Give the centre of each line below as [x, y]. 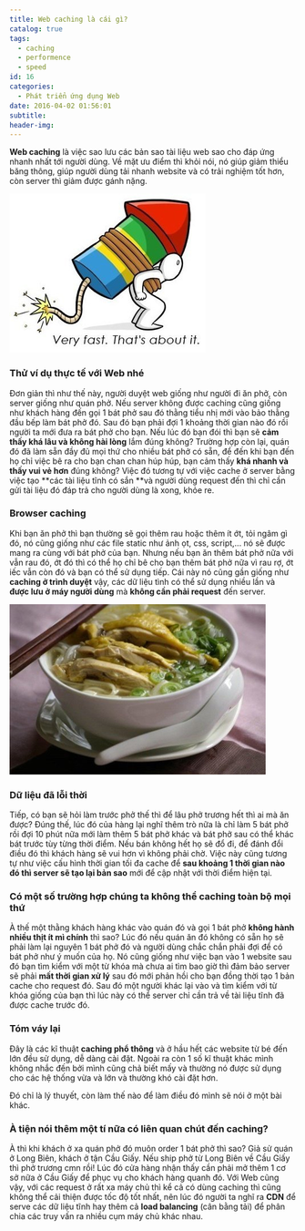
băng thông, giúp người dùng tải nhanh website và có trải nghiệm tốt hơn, [147, 171]
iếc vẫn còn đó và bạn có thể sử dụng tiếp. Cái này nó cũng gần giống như [149, 572]
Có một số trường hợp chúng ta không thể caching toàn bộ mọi [150, 897]
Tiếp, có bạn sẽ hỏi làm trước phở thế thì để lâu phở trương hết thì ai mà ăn [149, 815]
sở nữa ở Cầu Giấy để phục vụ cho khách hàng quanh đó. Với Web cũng [144, 1178]
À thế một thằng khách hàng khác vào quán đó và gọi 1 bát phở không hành [152, 928]
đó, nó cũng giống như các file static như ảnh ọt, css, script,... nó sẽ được [147, 543]
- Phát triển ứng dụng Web [69, 96]
